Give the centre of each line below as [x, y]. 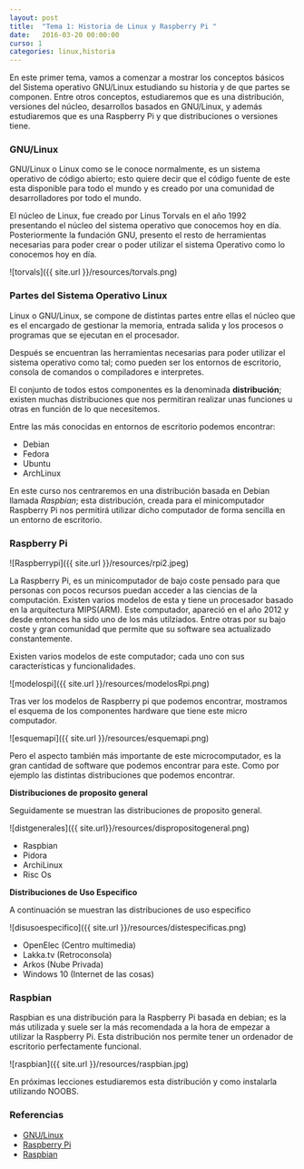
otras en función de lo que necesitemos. [85, 408]
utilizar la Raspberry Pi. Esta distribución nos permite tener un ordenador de [151, 1037]
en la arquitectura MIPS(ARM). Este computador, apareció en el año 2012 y [149, 610]
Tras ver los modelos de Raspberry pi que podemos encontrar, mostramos [148, 701]
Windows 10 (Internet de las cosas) [88, 974]
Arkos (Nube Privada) [63, 964]
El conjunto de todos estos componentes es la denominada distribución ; [146, 389]
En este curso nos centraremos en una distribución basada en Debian [140, 490]
